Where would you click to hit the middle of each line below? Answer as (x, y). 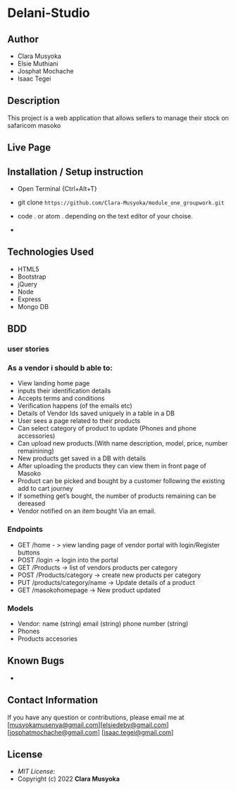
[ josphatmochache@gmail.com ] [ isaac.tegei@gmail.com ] (91, 732)
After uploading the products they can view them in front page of (112, 466)
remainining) (36, 451)
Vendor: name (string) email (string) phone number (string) (103, 624)
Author (23, 39)
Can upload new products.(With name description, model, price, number (123, 443)
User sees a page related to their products (79, 421)
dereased (31, 504)
